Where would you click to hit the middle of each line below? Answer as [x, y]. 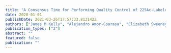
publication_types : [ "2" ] [33, 29]
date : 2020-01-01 [24, 15]
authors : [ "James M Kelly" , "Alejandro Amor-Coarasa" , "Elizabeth [77, 24]
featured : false [22, 38]
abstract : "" [19, 33]
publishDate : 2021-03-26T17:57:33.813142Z [51, 19]
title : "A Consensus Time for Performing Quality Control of [72, 10]
